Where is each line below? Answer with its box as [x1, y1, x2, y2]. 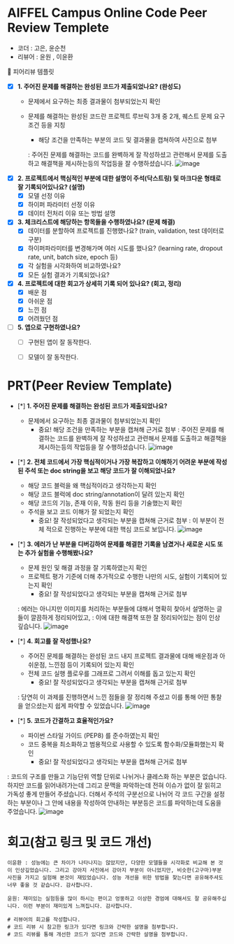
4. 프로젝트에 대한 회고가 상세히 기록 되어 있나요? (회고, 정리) [17, 279, 182, 287]
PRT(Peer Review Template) [7, 378, 173, 394]
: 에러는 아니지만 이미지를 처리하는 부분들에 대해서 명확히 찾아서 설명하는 [17, 605, 215, 613]
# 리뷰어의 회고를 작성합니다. [7, 916, 81, 923]
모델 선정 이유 [27, 192, 66, 200]
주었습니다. [7, 808, 38, 815]
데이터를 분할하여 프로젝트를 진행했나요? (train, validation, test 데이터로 [27, 227, 225, 235]
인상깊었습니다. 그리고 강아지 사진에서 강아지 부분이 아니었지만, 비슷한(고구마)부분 [15, 866, 222, 873]
